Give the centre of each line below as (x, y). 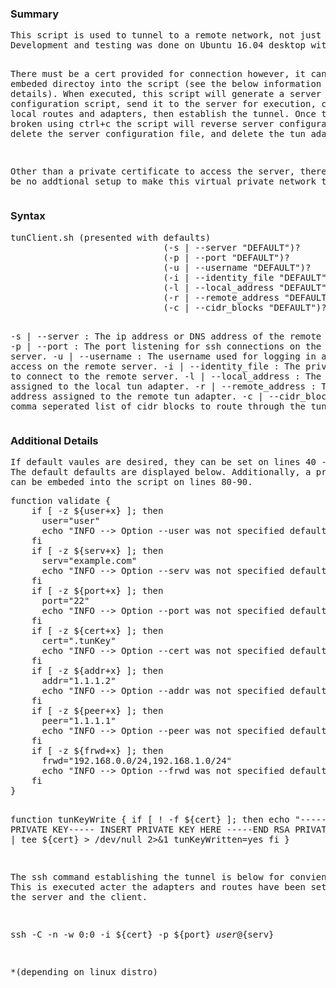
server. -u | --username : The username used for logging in (163, 356)
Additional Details (54, 440)
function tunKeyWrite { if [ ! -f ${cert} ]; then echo (150, 819)
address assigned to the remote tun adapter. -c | (137, 396)
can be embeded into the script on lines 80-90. (131, 481)
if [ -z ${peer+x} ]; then (97, 710)
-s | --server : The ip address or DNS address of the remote (166, 336)
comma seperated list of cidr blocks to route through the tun (168, 406)
